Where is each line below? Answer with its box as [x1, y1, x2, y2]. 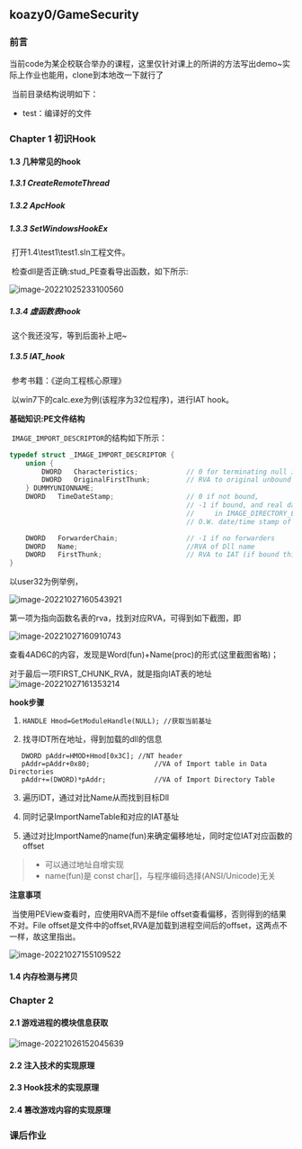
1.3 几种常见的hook [9, 157, 81, 167]
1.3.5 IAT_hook [9, 351, 66, 362]
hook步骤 [9, 697, 45, 708]
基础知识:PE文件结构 [9, 413, 85, 424]
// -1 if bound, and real [186, 501, 283, 510]
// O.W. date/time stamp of [186, 517, 292, 526]
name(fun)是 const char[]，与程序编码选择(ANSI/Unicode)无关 [44, 871, 276, 882]
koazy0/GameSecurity [9, 7, 139, 23]
